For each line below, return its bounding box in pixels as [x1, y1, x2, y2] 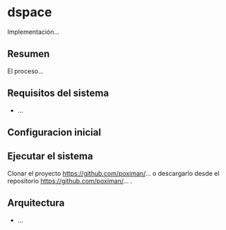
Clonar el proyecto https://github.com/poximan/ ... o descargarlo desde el [7, 169, 220, 177]
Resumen [7, 48, 50, 60]
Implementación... [7, 28, 60, 36]
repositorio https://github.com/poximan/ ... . [7, 176, 133, 185]
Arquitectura [7, 197, 65, 209]
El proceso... [7, 66, 44, 75]
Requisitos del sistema [7, 87, 109, 99]
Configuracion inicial [7, 126, 101, 138]
